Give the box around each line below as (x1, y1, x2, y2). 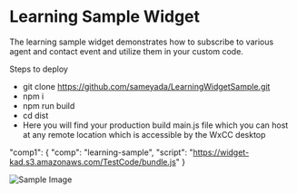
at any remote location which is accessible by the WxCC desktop (22, 129, 266, 140)
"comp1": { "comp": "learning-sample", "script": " (9, 147, 193, 158)
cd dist (22, 110, 49, 121)
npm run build (22, 100, 75, 111)
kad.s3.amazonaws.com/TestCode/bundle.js (9, 156, 177, 167)
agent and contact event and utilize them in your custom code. (9, 45, 243, 56)
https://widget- (193, 147, 250, 158)
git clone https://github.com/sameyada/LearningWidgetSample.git (22, 81, 271, 92)
